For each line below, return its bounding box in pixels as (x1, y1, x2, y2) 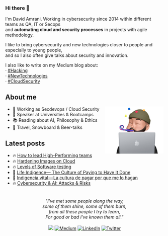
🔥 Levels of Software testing (12, 164, 71, 170)
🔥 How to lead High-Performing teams (12, 152, 92, 158)
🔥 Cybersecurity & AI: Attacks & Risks (12, 180, 91, 186)
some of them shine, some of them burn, (42, 203, 127, 209)
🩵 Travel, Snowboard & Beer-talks (12, 124, 83, 130)
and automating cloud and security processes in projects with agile (5, 27, 147, 33)
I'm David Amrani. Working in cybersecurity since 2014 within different (5, 16, 151, 22)
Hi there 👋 (5, 5, 30, 12)
